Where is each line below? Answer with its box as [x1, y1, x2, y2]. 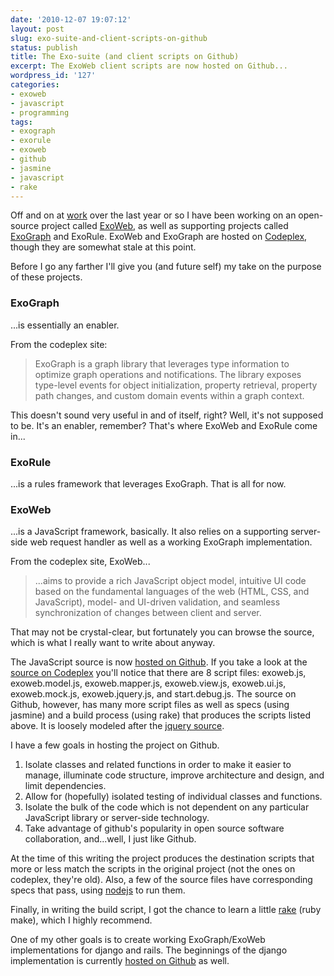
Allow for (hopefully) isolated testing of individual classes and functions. [24, 791, 323, 803]
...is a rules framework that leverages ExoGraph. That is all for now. [10, 477, 287, 490]
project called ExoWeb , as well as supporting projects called [41, 220, 289, 232]
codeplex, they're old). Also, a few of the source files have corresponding [10, 874, 313, 886]
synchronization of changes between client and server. [34, 607, 262, 619]
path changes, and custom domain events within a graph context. [34, 389, 305, 401]
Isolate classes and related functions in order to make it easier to [24, 759, 292, 771]
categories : [10, 80, 60, 90]
